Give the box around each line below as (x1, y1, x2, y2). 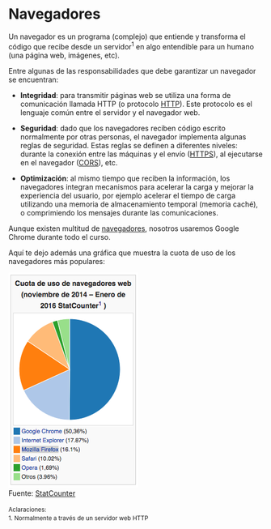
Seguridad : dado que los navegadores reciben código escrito (19, 123, 227, 133)
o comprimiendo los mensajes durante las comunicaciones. (19, 207, 218, 217)
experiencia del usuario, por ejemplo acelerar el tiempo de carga (19, 190, 236, 200)
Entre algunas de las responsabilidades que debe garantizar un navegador (8, 66, 256, 75)
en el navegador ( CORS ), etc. (19, 157, 118, 167)
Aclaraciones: (8, 506, 47, 514)
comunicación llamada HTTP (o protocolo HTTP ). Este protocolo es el (19, 99, 252, 109)
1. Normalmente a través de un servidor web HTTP (8, 514, 149, 523)
